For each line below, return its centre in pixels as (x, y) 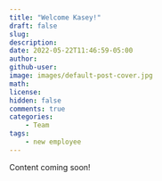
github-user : (33, 68)
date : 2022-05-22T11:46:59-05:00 (71, 51)
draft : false (33, 26)
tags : (19, 134)
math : (19, 84)
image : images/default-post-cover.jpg (81, 76)
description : (33, 42)
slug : (19, 34)
